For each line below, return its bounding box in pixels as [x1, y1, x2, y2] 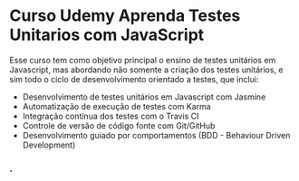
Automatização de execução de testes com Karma [22, 100, 211, 111]
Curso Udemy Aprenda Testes [9, 5, 241, 26]
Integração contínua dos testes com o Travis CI [22, 110, 199, 121]
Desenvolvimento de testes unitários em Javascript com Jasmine [22, 91, 266, 102]
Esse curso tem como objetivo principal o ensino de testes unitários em [9, 54, 276, 65]
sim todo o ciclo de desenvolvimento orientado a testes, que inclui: [9, 73, 259, 84]
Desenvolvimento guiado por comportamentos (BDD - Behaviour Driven [22, 129, 291, 140]
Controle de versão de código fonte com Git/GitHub [22, 119, 216, 131]
